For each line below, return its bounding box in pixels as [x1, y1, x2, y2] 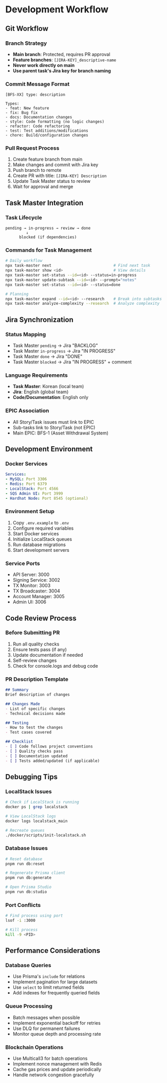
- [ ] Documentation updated [5, 753, 68, 759]
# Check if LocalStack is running [5, 799, 80, 805]
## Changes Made [5, 701, 40, 706]
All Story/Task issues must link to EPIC [12, 418, 94, 425]
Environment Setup [5, 508, 55, 515]
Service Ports [5, 560, 40, 567]
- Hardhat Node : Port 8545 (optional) [5, 496, 88, 501]
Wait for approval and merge [12, 184, 73, 190]
